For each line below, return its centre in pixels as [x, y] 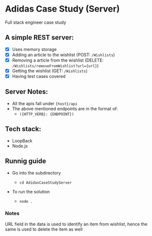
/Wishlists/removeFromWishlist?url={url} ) [55, 65]
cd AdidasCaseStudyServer [45, 183]
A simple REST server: [40, 38]
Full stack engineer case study [36, 22]
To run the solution [31, 191]
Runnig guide [25, 161]
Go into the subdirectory [36, 173]
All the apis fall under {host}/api [45, 103]
